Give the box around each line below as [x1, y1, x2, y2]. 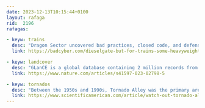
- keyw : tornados [6, 81, 51, 87]
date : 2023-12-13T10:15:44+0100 [6, 8, 88, 15]
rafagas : [6, 25, 29, 32]
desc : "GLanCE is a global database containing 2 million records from [12, 64, 198, 70]
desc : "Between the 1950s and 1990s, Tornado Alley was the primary [12, 87, 190, 93]
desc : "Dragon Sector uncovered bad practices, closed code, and [12, 42, 182, 49]
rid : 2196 [6, 20, 34, 26]
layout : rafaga [6, 15, 45, 21]
